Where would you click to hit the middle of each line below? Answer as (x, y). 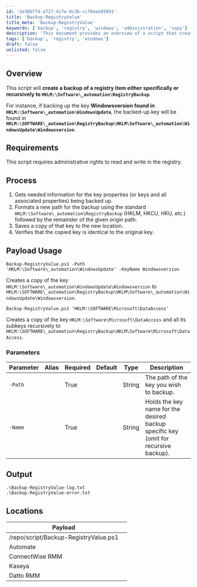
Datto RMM (24, 575)
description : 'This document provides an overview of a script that (91, 34)
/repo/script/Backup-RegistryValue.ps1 (64, 537)
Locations (25, 511)
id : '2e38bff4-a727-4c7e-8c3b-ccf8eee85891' (61, 11)
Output (19, 474)
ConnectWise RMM (36, 556)
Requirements (32, 148)
